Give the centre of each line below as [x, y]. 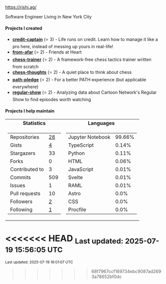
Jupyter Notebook [89, 137]
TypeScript [81, 145]
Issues [18, 185]
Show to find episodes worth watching [52, 100]
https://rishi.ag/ [21, 7]
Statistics [34, 123]
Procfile [77, 210]
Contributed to [27, 170]
